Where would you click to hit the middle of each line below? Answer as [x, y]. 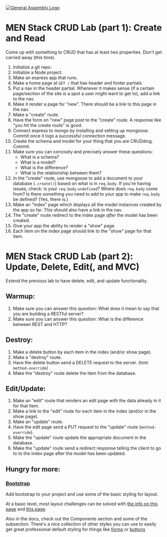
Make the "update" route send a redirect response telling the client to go [87, 448]
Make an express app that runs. [45, 78]
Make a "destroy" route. [37, 357]
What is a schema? [40, 157]
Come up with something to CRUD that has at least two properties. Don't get [84, 52]
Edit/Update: [26, 388]
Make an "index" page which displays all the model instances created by [87, 205]
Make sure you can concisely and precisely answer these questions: [83, 151]
